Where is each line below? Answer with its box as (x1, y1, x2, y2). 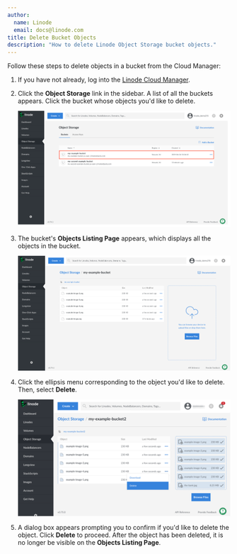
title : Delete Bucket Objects (7, 34, 97, 41)
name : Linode (13, 18, 52, 26)
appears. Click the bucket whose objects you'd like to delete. (17, 96, 196, 106)
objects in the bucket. (17, 242, 81, 250)
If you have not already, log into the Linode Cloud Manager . (17, 75, 190, 84)
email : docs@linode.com (13, 26, 83, 33)
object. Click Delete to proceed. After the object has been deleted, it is (17, 531, 224, 539)
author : (7, 11, 30, 18)
